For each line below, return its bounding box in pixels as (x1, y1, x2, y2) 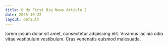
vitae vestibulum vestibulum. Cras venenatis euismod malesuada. (5, 36, 141, 42)
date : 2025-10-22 (5, 12, 42, 17)
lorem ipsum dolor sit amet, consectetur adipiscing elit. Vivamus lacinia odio (5, 31, 163, 37)
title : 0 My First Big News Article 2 (5, 7, 87, 13)
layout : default (5, 17, 39, 22)
